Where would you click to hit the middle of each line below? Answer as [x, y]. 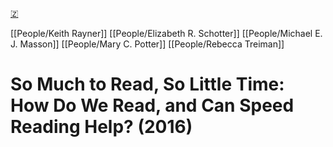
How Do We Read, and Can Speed [152, 105]
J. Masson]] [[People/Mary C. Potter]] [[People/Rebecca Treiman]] [147, 44]
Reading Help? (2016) [101, 127]
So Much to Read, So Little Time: [147, 84]
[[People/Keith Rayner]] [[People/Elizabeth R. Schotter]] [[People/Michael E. [166, 33]
